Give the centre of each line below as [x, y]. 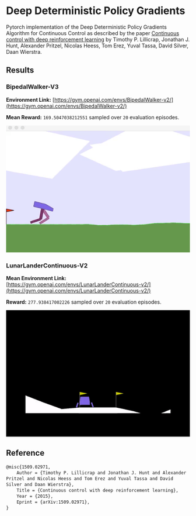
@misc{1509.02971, [28, 467]
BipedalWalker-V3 [33, 87]
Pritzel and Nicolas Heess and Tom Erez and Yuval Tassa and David [90, 479]
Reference [25, 453]
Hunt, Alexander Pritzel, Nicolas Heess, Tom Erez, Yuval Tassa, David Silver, [97, 46]
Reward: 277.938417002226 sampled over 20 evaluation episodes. [84, 302]
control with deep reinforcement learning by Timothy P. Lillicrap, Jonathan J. [98, 39]
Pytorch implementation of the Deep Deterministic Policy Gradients [87, 27]
